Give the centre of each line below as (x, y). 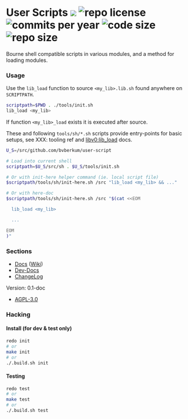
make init (18, 352)
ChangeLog (29, 276)
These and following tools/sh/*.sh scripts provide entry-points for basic (94, 133)
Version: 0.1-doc (26, 288)
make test (18, 400)
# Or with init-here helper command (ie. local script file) (83, 177)
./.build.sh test (27, 411)
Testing (16, 376)
